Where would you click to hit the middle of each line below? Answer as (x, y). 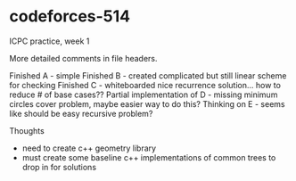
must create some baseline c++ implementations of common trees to (149, 157)
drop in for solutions (59, 167)
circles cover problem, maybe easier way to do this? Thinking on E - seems (147, 103)
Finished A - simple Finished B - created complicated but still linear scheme (148, 75)
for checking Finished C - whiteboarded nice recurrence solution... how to (145, 85)
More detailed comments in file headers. (83, 58)
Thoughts (27, 130)
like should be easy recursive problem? (81, 113)
